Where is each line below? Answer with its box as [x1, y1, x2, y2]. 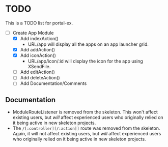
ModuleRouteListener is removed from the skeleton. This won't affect [12, 109, 158, 115]
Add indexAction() [20, 36, 59, 41]
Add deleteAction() [20, 75, 60, 81]
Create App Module [12, 30, 54, 36]
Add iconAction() [20, 52, 56, 58]
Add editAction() [20, 69, 55, 75]
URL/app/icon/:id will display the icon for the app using [27, 58, 144, 64]
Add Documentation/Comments [20, 80, 87, 86]
